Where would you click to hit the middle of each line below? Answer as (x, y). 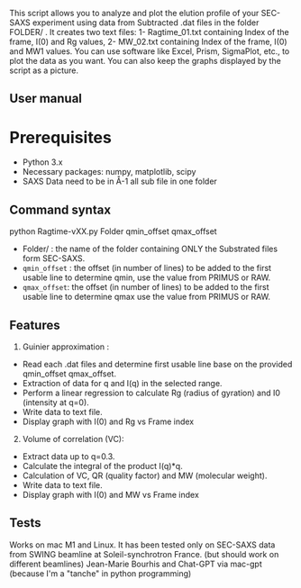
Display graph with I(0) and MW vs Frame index (111, 494)
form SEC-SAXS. (54, 258)
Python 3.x (42, 162)
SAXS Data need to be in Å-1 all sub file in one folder (120, 181)
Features (35, 325)
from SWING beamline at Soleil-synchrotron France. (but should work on (144, 554)
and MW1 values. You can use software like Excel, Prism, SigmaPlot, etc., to (150, 51)
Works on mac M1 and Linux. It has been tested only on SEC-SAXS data (142, 545)
